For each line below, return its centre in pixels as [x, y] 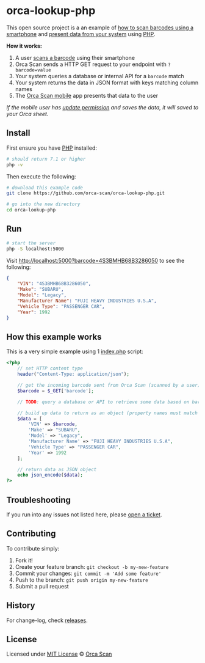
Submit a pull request [42, 586]
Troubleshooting [39, 500]
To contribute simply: [33, 548]
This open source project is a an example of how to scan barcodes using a [100, 27]
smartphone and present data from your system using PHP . [81, 34]
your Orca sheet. [27, 114]
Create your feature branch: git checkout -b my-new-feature [92, 566]
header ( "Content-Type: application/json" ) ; [74, 374]
